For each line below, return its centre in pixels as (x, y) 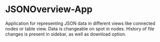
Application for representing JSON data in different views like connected (80, 23)
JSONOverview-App (49, 9)
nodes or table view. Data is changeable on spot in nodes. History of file (80, 28)
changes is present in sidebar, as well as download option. (66, 34)
